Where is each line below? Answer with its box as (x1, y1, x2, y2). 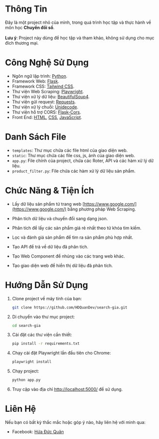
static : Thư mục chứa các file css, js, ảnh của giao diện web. (12, 152, 135, 158)
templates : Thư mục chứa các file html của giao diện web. (12, 147, 128, 153)
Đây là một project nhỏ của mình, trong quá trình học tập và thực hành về (5, 19, 151, 25)
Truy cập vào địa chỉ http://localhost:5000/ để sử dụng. (12, 387, 123, 392)
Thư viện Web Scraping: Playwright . (12, 88, 84, 94)
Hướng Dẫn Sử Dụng (5, 279, 88, 291)
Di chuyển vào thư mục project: (12, 314, 75, 320)
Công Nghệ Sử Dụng (5, 57, 89, 68)
